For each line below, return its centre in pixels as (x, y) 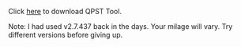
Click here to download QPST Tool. (65, 11)
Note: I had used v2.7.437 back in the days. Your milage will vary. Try (120, 26)
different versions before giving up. (66, 35)
